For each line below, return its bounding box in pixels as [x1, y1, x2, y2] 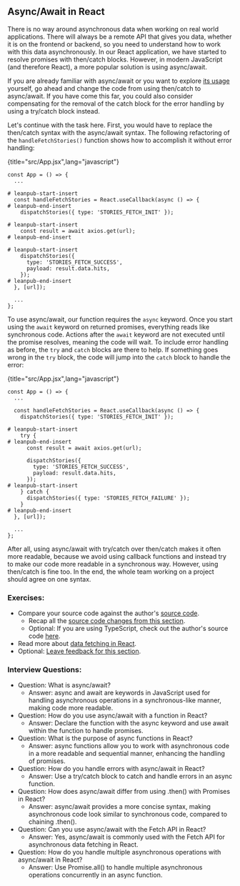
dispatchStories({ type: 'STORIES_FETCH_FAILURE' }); [26, 494, 191, 502]
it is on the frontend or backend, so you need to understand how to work [7, 39, 221, 49]
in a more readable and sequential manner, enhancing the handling [28, 750, 225, 758]
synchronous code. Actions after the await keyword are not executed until [7, 330, 225, 339]
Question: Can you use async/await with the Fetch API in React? [17, 825, 206, 834]
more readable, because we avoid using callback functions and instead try [7, 552, 227, 560]
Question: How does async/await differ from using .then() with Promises [17, 787, 231, 796]
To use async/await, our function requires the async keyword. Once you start [7, 314, 234, 324]
